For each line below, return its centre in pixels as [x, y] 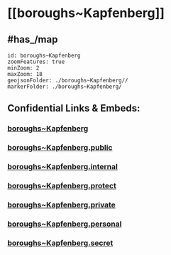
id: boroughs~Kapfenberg [44, 55]
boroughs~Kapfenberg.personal [65, 224]
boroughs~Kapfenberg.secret [60, 243]
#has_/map [33, 39]
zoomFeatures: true [36, 62]
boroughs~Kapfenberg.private [61, 205]
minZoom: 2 [23, 68]
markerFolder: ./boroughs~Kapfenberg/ [65, 87]
